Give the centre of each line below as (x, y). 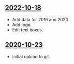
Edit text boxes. (27, 30)
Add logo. (22, 25)
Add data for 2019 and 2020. (41, 19)
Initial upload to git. (31, 56)
